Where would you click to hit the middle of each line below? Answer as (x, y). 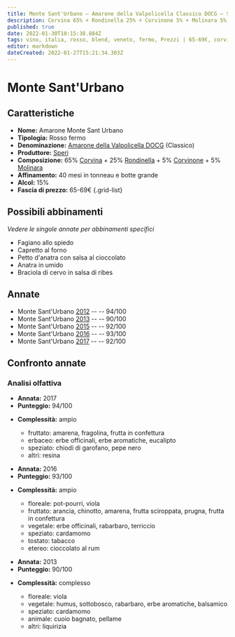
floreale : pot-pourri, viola (64, 504)
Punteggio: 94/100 (45, 406)
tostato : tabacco (51, 541)
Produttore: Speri (43, 152)
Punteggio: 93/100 (45, 476)
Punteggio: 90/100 (45, 570)
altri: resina (44, 455)
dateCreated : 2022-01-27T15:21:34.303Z (65, 53)
